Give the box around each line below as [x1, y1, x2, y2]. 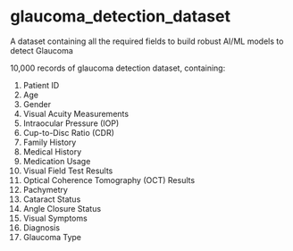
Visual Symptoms [22, 213, 88, 223]
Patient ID [22, 79, 60, 90]
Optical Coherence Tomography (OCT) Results [22, 174, 196, 185]
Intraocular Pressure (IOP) [22, 118, 120, 129]
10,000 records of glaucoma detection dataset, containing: [10, 63, 226, 73]
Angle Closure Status [22, 203, 102, 213]
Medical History [22, 146, 82, 157]
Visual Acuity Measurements [22, 108, 129, 119]
